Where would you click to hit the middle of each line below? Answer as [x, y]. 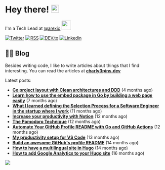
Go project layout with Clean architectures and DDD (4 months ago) [82, 90]
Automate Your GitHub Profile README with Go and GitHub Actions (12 [86, 127]
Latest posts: [18, 80]
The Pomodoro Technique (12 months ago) [57, 121]
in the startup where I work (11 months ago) [57, 111]
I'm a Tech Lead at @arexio [33, 28]
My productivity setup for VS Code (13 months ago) [66, 137]
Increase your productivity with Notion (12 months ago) [70, 116]
